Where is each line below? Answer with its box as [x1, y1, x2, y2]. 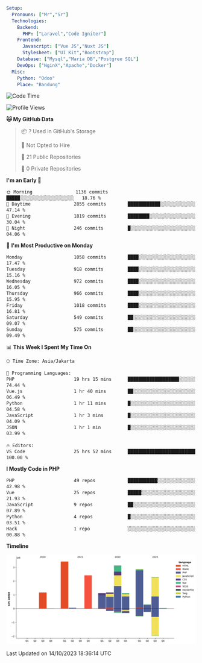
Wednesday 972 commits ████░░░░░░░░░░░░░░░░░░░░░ [6, 278, 196, 284]
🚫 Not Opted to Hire [21, 142, 71, 149]
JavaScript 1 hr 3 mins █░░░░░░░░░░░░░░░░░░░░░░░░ [6, 412, 196, 419]
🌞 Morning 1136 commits [6, 189, 109, 195]
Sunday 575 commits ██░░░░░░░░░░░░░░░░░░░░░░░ [6, 327, 196, 333]
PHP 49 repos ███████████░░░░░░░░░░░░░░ [6, 478, 196, 484]
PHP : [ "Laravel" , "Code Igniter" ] [22, 31, 107, 37]
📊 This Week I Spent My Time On [6, 344, 92, 351]
